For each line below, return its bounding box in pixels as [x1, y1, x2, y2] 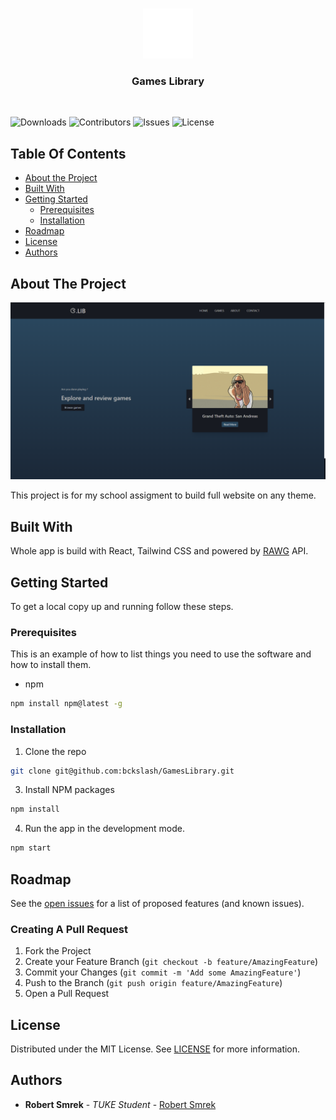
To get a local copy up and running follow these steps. [10, 601, 234, 613]
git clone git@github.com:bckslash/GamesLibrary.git [10, 766, 235, 776]
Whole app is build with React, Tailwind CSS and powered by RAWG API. [10, 545, 309, 557]
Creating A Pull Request [10, 922, 128, 936]
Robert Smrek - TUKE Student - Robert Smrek [24, 1098, 217, 1110]
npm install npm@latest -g [10, 699, 123, 709]
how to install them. [10, 659, 92, 671]
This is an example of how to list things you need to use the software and [10, 648, 312, 660]
